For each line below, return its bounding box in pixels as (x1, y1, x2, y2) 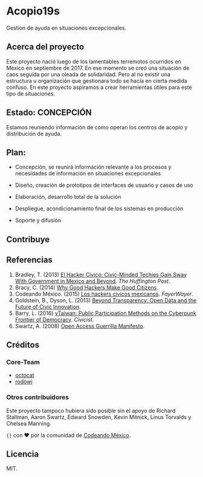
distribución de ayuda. (6, 130, 62, 137)
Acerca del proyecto (6, 42, 85, 52)
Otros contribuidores (6, 393, 69, 401)
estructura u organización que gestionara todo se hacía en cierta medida (6, 77, 187, 84)
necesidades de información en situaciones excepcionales (14, 170, 161, 177)
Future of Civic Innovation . (14, 303, 81, 310)
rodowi (14, 378, 33, 385)
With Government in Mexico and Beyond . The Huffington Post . (14, 277, 170, 285)
